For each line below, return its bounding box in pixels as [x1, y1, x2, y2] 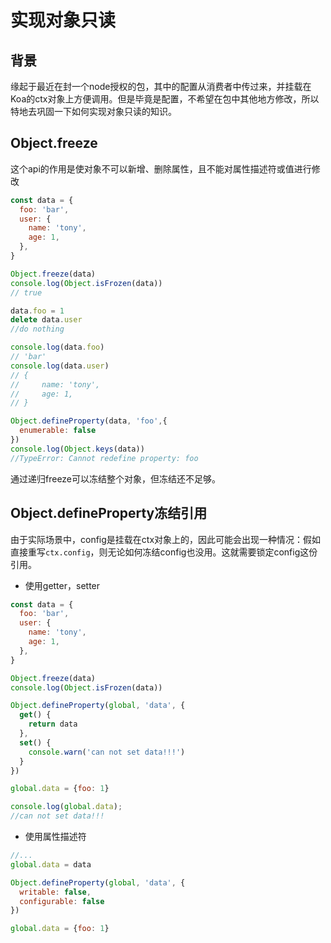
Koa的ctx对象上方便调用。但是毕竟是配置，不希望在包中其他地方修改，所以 [10, 93, 320, 105]
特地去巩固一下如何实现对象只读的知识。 [10, 106, 177, 117]
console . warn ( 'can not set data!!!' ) [28, 747, 186, 757]
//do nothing [10, 324, 65, 335]
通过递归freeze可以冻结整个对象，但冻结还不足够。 [10, 472, 222, 485]
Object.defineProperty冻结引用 [10, 505, 208, 522]
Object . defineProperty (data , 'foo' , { [10, 416, 168, 426]
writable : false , [19, 887, 92, 897]
